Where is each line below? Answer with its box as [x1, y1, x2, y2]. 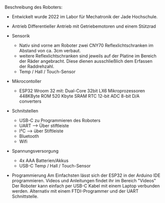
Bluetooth [19, 133, 39, 139]
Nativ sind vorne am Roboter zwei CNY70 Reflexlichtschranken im [19, 42, 154, 48]
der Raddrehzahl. [19, 64, 55, 69]
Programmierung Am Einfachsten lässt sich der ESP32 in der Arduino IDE [11, 172, 161, 178]
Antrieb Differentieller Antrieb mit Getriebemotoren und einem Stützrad [11, 23, 156, 29]
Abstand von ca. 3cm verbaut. [19, 48, 81, 53]
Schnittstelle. [11, 194, 39, 199]
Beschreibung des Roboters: [4, 4, 63, 10]
